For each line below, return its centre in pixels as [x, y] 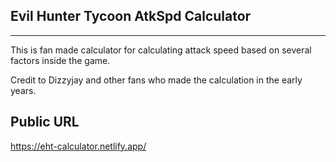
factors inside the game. [60, 60]
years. [23, 90]
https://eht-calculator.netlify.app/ [78, 146]
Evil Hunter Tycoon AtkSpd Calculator [131, 16]
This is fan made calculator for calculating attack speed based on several [161, 50]
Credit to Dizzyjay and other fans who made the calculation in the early [156, 80]
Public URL [45, 122]
